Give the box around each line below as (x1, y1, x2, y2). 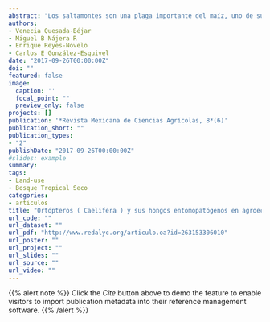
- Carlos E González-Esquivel (8, 49, 110, 57)
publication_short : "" (8, 124, 84, 132)
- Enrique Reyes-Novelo (8, 42, 88, 50)
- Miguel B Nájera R (8, 34, 78, 43)
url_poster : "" (8, 237, 59, 245)
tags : (8, 169, 27, 177)
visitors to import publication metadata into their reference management (8, 297, 247, 307)
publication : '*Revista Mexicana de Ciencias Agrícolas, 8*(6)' (8, 117, 228, 125)
